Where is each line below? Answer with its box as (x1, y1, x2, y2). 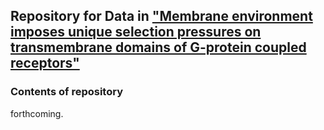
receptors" (10, 55, 80, 72)
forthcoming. (10, 107, 64, 119)
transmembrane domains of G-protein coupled (10, 39, 307, 56)
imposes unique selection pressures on (10, 24, 262, 41)
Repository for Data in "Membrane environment (10, 8, 313, 25)
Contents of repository (10, 85, 123, 99)
